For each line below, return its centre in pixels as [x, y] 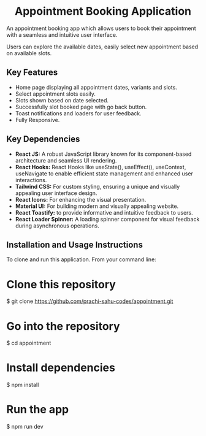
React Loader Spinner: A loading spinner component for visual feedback [107, 219]
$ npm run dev [25, 427]
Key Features [32, 73]
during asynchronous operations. [57, 226]
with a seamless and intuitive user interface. [62, 34]
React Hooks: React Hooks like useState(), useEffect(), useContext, [101, 167]
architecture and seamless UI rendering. [66, 160]
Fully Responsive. [37, 120]
